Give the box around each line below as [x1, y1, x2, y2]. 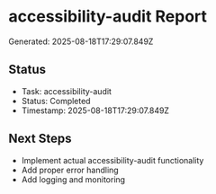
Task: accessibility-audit [21, 85, 112, 96]
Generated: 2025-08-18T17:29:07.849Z [8, 36, 154, 47]
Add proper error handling [21, 164, 119, 175]
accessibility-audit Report [8, 6, 208, 27]
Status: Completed [21, 95, 91, 106]
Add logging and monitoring [21, 173, 126, 185]
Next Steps [8, 131, 72, 146]
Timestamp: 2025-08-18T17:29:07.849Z [21, 105, 170, 116]
